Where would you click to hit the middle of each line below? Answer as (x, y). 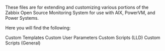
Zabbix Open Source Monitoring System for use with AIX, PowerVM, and (80, 13)
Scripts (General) (23, 43)
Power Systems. (22, 18)
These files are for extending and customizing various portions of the (77, 7)
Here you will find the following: (38, 28)
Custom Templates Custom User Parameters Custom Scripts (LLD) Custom (83, 38)
